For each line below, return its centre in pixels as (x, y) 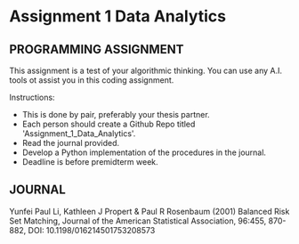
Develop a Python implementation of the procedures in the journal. (144, 152)
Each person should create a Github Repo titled (109, 124)
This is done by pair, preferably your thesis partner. (116, 114)
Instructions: (32, 97)
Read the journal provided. (71, 143)
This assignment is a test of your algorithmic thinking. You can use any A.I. (146, 70)
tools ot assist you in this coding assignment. (92, 80)
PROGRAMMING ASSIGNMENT (97, 49)
